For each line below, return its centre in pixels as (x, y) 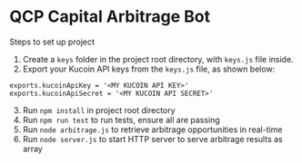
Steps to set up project (52, 42)
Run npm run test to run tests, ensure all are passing (121, 120)
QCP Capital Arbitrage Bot (110, 17)
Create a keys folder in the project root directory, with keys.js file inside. (158, 59)
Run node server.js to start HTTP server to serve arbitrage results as (153, 139)
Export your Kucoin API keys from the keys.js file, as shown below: (149, 69)
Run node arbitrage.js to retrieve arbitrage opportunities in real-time (153, 129)
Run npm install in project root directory (99, 110)
